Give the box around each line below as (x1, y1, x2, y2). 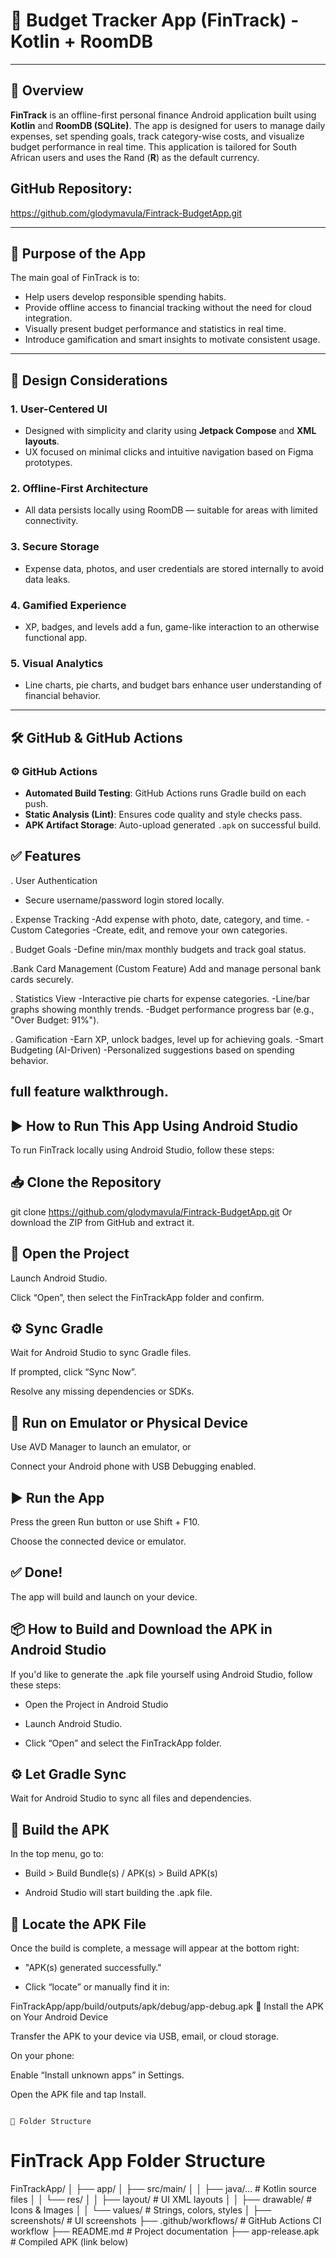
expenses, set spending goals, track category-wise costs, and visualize (10, 130, 305, 142)
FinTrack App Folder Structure (10, 2150, 266, 2173)
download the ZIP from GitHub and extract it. (10, 1216, 195, 1228)
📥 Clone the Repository (10, 1174, 162, 1191)
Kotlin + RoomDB (10, 30, 154, 53)
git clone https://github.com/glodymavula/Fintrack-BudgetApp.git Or (10, 1205, 293, 1218)
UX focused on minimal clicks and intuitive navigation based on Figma (24, 446, 314, 458)
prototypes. (24, 457, 73, 469)
